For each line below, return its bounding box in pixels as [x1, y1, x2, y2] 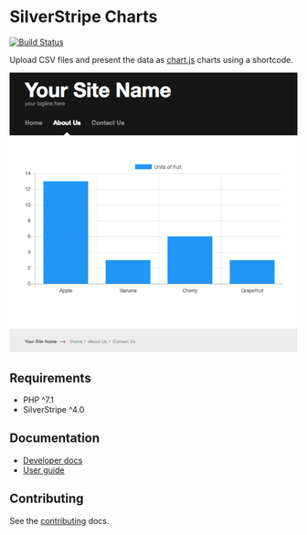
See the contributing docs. [9, 515, 110, 526]
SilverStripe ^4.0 [22, 404, 85, 414]
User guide [22, 464, 65, 476]
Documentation [9, 431, 101, 446]
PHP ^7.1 [22, 394, 55, 405]
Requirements [9, 370, 91, 385]
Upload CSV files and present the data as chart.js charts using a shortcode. [9, 54, 294, 65]
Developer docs [22, 455, 83, 466]
